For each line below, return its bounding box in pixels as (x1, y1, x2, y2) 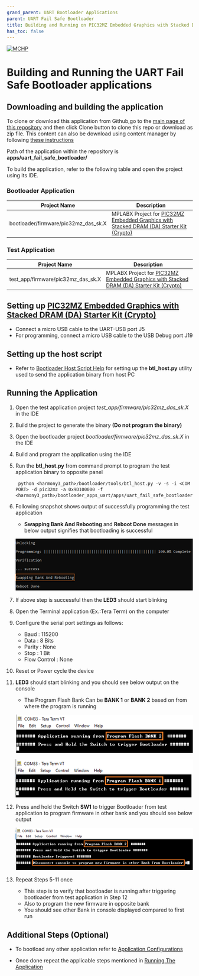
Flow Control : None (24, 656, 73, 663)
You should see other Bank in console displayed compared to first (24, 906, 185, 913)
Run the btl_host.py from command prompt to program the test (15, 462, 170, 469)
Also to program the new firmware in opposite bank (24, 900, 149, 907)
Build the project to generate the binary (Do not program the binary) (15, 421, 182, 429)
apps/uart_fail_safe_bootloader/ (6, 154, 87, 161)
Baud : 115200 (24, 630, 58, 638)
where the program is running (24, 702, 97, 709)
